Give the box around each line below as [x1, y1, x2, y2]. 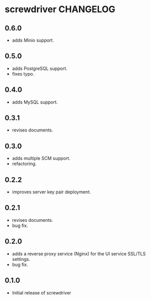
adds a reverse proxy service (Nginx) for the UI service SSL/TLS [12, 250, 146, 257]
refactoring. [12, 161, 37, 167]
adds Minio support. [12, 37, 54, 43]
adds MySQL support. [12, 99, 58, 105]
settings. [12, 256, 31, 262]
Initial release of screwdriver [12, 289, 72, 295]
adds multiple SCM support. [12, 155, 71, 161]
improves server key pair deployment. [12, 189, 91, 195]
